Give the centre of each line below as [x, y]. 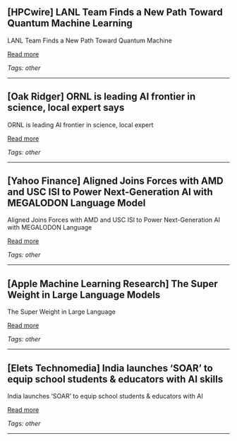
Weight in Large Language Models [84, 294]
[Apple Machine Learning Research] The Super [113, 284]
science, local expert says [66, 108]
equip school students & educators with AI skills [115, 379]
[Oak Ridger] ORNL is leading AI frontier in [102, 96]
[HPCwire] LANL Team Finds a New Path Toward [115, 12]
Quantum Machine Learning [70, 24]
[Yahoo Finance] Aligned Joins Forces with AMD [115, 181]
